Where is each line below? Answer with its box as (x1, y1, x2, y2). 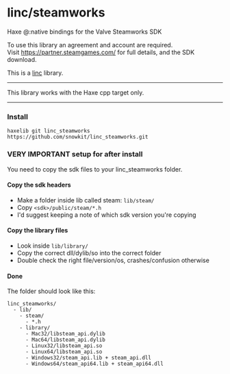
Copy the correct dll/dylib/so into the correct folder (16, 248, 162, 257)
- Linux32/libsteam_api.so (25, 342, 103, 349)
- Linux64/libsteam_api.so (25, 349, 103, 355)
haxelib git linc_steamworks (7, 128, 90, 135)
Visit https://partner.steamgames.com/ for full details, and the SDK (7, 48, 195, 56)
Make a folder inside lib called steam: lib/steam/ (16, 196, 155, 204)
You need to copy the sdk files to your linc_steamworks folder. (7, 165, 183, 173)
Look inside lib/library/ (16, 242, 89, 250)
